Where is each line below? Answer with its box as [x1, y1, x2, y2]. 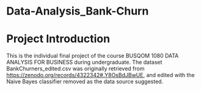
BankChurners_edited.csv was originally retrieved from [6, 65, 145, 72]
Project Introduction [6, 32, 111, 46]
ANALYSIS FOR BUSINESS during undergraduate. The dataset [6, 59, 163, 66]
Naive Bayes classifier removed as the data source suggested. [6, 78, 164, 86]
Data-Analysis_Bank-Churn [6, 4, 149, 18]
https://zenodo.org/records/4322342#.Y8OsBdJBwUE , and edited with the [6, 72, 195, 79]
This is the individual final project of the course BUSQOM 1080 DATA [6, 52, 179, 59]
